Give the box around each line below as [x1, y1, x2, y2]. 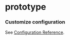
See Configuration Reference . [5, 29, 65, 35]
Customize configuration [5, 19, 66, 26]
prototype [5, 1, 46, 13]
